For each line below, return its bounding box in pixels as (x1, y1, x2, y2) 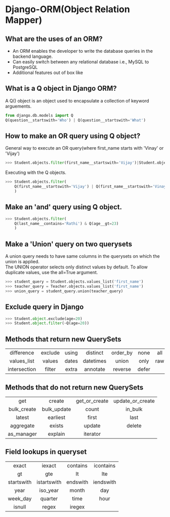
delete (126, 422, 142, 429)
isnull (13, 503, 26, 510)
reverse (113, 366, 132, 373)
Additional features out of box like (12, 70, 83, 76)
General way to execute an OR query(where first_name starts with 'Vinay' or (5, 145, 164, 151)
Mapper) (5, 14, 42, 26)
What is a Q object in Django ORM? (5, 84, 117, 93)
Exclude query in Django (5, 303, 84, 312)
